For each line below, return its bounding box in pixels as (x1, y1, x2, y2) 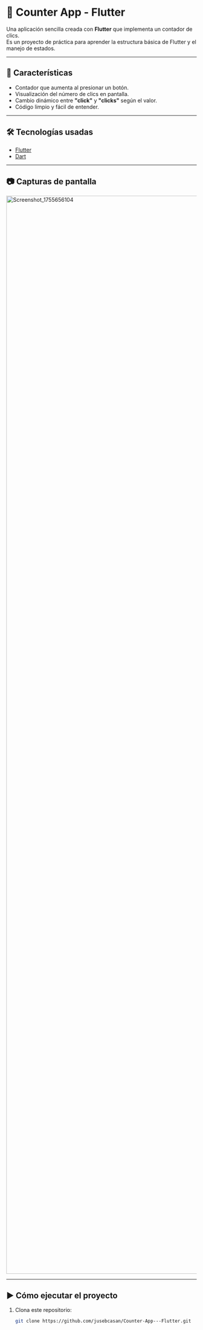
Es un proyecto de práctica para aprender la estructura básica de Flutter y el (6, 38, 196, 45)
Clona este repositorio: (14, 1306, 72, 1314)
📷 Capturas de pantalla (6, 176, 97, 187)
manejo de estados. (6, 45, 56, 52)
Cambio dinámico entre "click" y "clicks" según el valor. (14, 97, 157, 104)
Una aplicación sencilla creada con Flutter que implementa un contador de (6, 25, 193, 33)
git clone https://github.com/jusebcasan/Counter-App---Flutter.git (14, 1318, 192, 1325)
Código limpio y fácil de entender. (14, 103, 100, 111)
